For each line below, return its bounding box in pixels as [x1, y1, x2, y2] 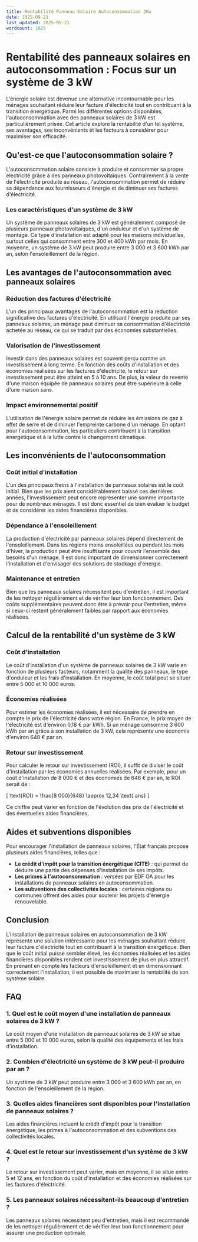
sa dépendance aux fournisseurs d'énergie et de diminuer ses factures [6, 184, 179, 191]
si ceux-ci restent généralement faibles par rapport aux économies [6, 607, 169, 614]
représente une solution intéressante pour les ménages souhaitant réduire [6, 937, 186, 944]
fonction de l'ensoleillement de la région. [6, 1085, 105, 1092]
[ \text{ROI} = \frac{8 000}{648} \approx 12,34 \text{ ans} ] [6, 792, 150, 799]
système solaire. [6, 974, 46, 981]
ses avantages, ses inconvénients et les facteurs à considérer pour [6, 126, 169, 134]
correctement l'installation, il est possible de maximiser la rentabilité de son [6, 968, 189, 976]
